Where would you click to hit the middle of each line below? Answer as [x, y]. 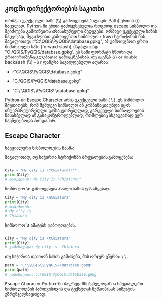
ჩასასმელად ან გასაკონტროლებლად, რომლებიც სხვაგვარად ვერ [74, 115]
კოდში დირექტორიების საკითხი [55, 9]
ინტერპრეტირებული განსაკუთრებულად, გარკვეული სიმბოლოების [74, 110]
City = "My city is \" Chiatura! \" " [41, 170]
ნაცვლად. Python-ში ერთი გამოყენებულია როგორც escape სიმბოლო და [81, 26]
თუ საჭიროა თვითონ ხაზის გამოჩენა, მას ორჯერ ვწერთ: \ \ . [67, 257]
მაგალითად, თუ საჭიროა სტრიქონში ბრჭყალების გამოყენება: [69, 157]
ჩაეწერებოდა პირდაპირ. [31, 120]
